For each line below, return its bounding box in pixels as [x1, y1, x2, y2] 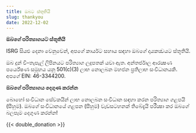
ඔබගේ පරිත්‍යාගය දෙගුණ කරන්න [6, 84, 78, 91]
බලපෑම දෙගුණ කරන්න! [6, 109, 58, 117]
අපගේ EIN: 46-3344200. [6, 72, 66, 79]
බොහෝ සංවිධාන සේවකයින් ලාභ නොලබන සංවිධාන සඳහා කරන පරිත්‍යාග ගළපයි [6, 96, 185, 103]
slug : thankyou [6, 14, 44, 20]
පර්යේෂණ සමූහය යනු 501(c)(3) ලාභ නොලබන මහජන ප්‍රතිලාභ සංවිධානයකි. [6, 66, 178, 73]
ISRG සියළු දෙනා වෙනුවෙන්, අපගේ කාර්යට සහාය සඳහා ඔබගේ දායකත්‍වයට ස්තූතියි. [6, 48, 191, 55]
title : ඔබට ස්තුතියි [6, 8, 51, 15]
